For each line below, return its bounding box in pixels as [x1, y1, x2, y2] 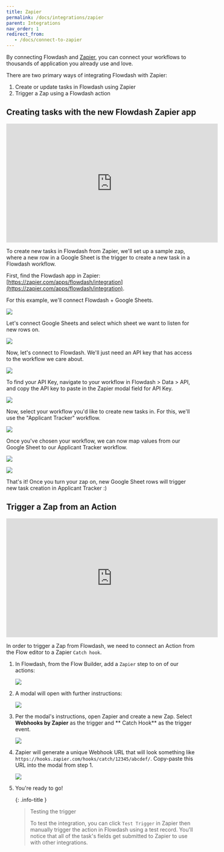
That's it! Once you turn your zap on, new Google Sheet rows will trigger [6, 478, 186, 485]
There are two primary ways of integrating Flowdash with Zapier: [6, 72, 168, 78]
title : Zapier [6, 8, 42, 15]
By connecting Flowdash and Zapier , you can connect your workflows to [6, 54, 187, 60]
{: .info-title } [14, 796, 47, 803]
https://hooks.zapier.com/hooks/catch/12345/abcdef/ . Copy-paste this [14, 755, 193, 762]
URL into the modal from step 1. [14, 761, 94, 769]
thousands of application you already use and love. [6, 60, 133, 67]
